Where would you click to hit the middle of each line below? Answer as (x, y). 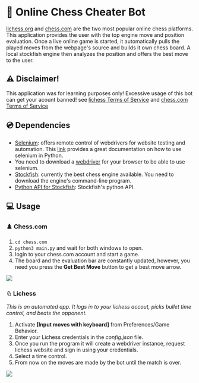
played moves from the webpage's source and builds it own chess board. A (99, 48)
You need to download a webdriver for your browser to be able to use (100, 161)
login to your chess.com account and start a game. (77, 255)
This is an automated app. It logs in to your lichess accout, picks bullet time (99, 306)
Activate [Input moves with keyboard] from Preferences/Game (92, 324)
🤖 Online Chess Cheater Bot (76, 12)
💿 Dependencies (38, 125)
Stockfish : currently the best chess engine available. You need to (94, 174)
